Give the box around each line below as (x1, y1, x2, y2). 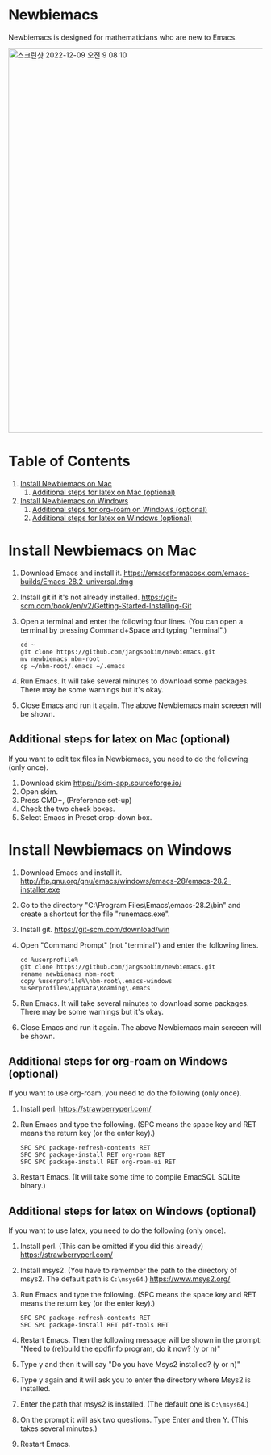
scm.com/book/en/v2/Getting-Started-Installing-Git (19, 600, 192, 611)
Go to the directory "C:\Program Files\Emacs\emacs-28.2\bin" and (19, 900, 241, 910)
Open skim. (19, 786, 59, 797)
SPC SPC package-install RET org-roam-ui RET (19, 1158, 176, 1167)
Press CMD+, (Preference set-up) (19, 795, 132, 805)
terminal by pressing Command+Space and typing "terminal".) (19, 624, 227, 635)
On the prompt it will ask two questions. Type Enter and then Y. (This (19, 1415, 248, 1425)
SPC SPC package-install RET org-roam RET (19, 1151, 165, 1159)
